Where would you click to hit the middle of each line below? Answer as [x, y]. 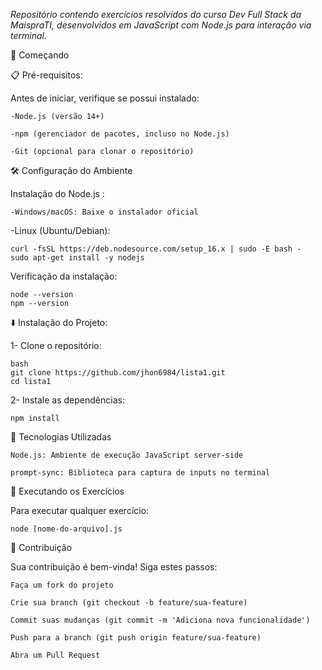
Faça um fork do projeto [62, 585]
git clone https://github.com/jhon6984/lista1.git [118, 373]
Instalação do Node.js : [57, 193]
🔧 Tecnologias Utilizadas [61, 437]
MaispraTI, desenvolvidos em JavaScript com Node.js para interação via [161, 25]
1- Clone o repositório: [56, 345]
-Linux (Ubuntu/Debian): [60, 230]
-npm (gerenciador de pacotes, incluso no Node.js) [120, 134]
